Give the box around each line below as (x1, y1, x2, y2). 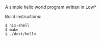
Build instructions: (5, 14, 42, 19)
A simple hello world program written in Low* (5, 4, 97, 10)
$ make (5, 27, 19, 32)
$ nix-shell (5, 23, 29, 28)
